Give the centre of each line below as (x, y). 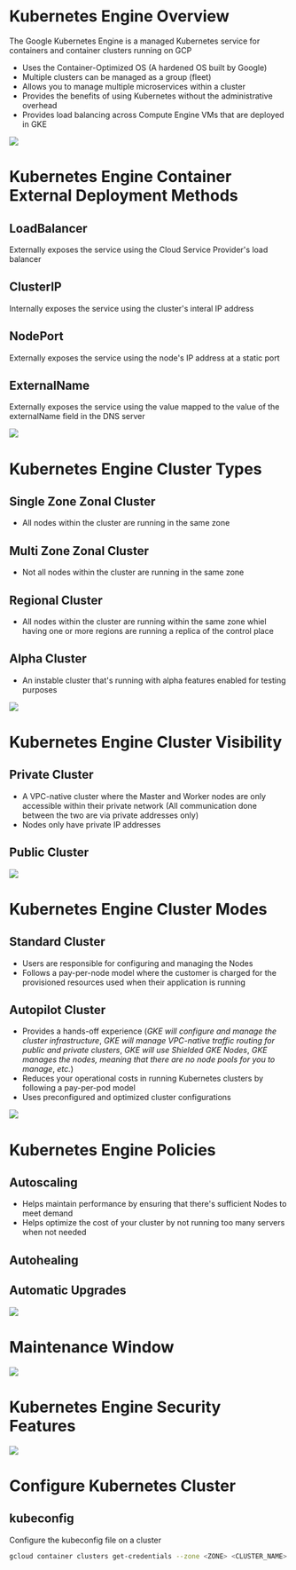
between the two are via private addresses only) (110, 815)
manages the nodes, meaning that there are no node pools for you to (148, 1059)
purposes (39, 689)
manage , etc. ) (47, 1069)
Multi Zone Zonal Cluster (79, 551)
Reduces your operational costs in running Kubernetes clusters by (143, 1078)
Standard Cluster (58, 942)
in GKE (34, 124)
